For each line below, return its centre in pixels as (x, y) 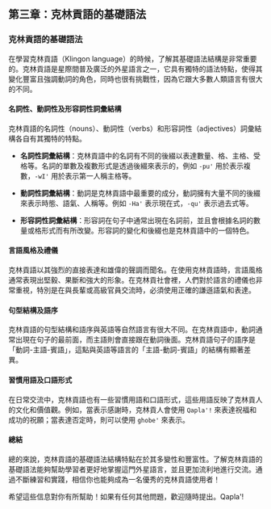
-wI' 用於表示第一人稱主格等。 (85, 175)
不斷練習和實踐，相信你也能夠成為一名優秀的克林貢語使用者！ (117, 479)
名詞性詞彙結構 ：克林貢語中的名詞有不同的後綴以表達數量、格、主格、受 (140, 155)
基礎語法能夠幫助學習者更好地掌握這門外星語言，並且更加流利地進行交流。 (132, 469)
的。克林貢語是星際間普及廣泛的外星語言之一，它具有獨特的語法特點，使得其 (135, 69)
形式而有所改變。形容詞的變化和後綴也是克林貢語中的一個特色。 (148, 230)
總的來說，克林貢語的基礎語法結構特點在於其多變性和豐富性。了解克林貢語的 (135, 459)
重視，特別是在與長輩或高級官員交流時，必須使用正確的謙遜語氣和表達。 (135, 290)
